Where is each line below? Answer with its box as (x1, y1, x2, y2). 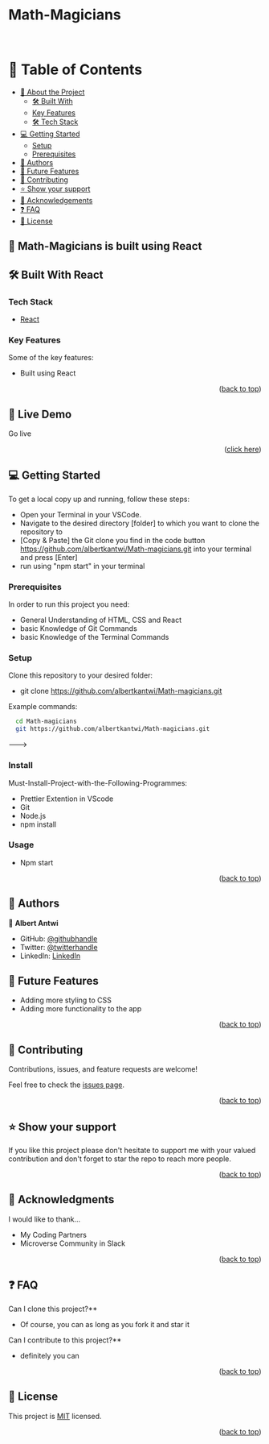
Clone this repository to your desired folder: (8, 670, 153, 680)
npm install (19, 820, 57, 829)
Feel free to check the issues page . (8, 1080, 124, 1089)
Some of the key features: (8, 353, 94, 363)
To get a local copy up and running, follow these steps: (8, 494, 190, 504)
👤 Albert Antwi (8, 918, 59, 927)
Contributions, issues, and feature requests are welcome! (8, 1064, 198, 1074)
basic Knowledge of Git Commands (19, 624, 138, 633)
